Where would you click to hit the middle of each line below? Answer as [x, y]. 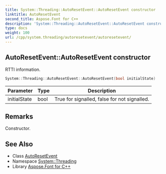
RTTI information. [23, 69]
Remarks [19, 116]
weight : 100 [17, 33]
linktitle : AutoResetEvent [33, 14]
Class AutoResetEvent [35, 156]
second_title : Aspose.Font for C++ [42, 19]
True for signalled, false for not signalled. [102, 99]
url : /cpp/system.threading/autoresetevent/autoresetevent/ [68, 38]
